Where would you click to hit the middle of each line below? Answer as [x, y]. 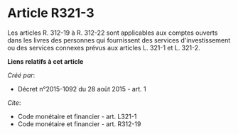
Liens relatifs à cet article [45, 61]
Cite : [14, 102]
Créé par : [21, 75]
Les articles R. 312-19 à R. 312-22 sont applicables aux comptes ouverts [113, 33]
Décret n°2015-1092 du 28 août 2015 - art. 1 [82, 89]
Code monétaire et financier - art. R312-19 [79, 124]
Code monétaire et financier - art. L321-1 [77, 116]
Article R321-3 [51, 13]
